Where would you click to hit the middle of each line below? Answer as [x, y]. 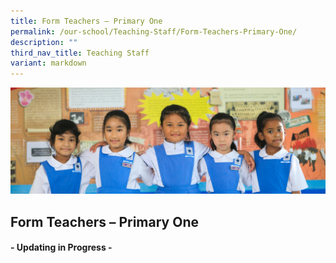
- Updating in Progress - [61, 247]
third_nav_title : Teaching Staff [80, 53]
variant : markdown [48, 63]
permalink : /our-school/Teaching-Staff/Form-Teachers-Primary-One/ [154, 31]
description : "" [44, 42]
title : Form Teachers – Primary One [86, 21]
